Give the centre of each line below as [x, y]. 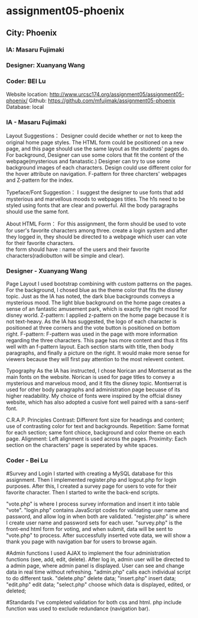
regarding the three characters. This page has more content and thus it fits [97, 340]
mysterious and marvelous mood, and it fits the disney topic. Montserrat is [97, 384]
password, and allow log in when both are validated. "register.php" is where [98, 516]
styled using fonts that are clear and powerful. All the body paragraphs [92, 205]
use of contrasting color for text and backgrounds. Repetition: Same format [98, 426]
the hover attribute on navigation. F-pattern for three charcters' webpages [97, 174]
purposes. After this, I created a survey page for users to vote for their [92, 486]
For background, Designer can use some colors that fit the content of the [95, 155]
